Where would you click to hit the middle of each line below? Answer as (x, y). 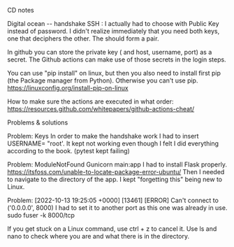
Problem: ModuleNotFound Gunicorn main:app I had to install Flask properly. (117, 164)
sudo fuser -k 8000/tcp (41, 215)
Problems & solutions (38, 122)
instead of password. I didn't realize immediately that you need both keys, (114, 31)
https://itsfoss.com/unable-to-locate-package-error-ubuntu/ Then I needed (116, 172)
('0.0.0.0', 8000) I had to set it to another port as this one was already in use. (117, 208)
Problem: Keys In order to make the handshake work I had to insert (103, 136)
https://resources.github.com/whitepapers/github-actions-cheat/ (101, 109)
